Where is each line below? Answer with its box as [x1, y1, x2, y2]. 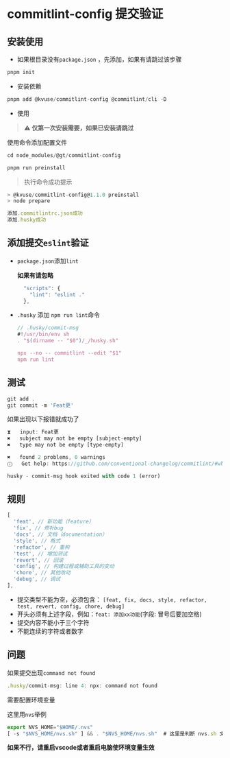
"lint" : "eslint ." [29, 291, 86, 298]
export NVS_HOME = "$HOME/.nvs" [7, 724, 94, 731]
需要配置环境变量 [7, 696, 55, 704]
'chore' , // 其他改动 [13, 569, 71, 576]
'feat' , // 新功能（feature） [13, 519, 94, 525]
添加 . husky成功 [7, 217, 47, 224]
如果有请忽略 [16, 271, 53, 279]
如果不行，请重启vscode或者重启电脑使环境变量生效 [7, 744, 155, 752]
